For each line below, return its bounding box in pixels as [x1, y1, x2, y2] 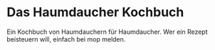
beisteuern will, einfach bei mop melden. [6, 35, 126, 43]
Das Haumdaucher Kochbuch [6, 4, 184, 20]
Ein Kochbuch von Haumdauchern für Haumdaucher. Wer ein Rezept [6, 27, 208, 36]
